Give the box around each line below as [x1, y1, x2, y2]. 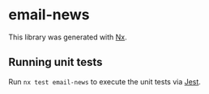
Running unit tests [8, 55, 103, 69]
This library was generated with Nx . [8, 32, 127, 42]
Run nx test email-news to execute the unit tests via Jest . [8, 76, 201, 86]
